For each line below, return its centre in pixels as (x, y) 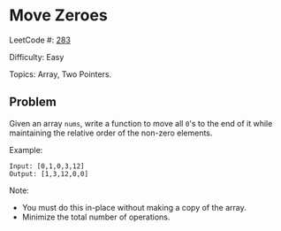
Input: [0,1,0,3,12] (47, 166)
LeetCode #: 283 (40, 40)
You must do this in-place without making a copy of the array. (134, 207)
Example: (26, 150)
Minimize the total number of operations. (96, 217)
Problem (33, 102)
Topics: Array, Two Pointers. (61, 74)
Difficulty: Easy (37, 57)
